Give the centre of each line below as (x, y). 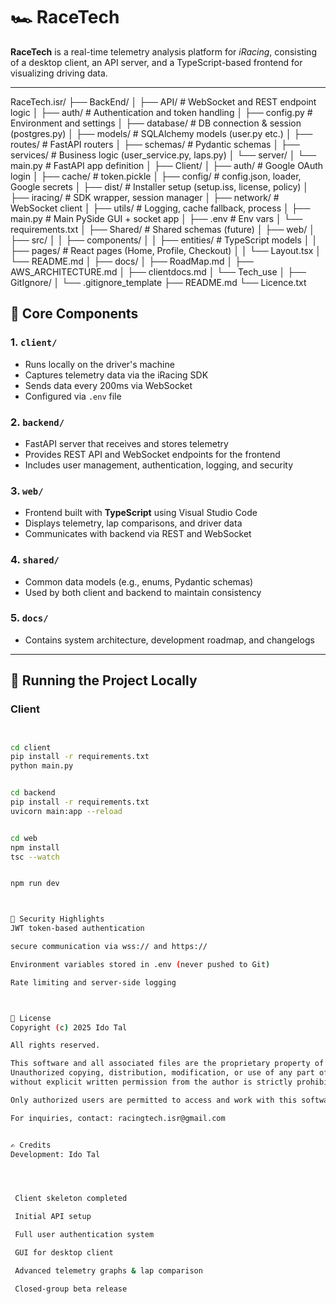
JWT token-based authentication (77, 929)
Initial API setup (53, 1217)
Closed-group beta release (71, 1289)
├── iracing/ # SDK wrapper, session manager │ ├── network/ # (145, 197)
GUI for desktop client (64, 1253)
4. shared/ (35, 560)
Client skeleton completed (71, 1199)
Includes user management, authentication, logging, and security (159, 465)
